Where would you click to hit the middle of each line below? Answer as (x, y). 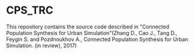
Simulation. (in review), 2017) (42, 46)
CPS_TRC (30, 10)
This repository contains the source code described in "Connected (88, 27)
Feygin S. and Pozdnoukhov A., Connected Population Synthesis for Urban (97, 39)
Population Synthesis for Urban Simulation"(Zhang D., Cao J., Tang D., (92, 33)
